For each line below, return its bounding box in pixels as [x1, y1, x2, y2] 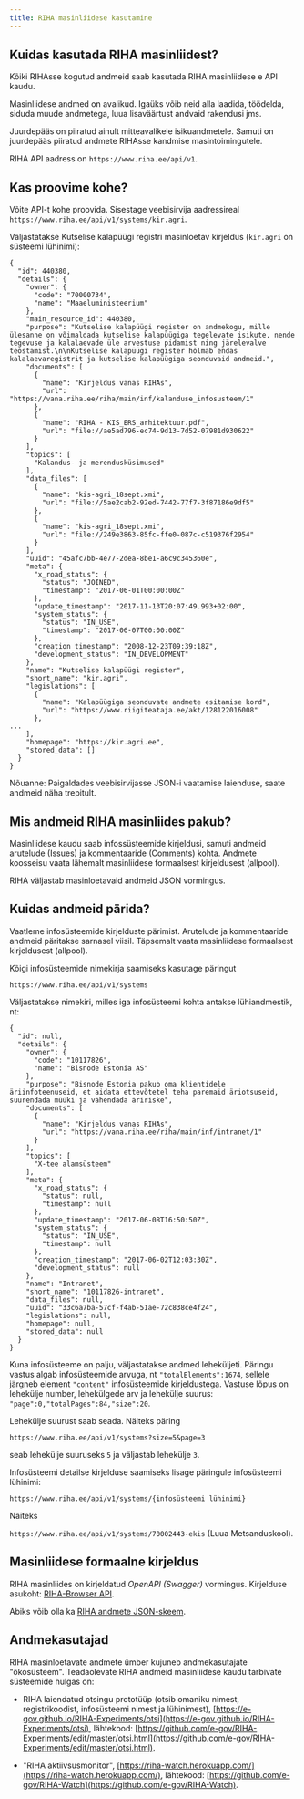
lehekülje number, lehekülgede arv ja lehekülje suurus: [9, 1388, 214, 1399]
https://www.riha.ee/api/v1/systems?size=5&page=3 [9, 1433, 206, 1442]
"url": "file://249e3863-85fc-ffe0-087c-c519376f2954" [42, 530, 255, 539]
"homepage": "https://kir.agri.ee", [25, 738, 166, 747]
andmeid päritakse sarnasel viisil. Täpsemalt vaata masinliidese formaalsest [9, 935, 294, 946]
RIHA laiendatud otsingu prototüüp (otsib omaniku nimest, [22, 1693, 239, 1704]
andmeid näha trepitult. [9, 787, 97, 798]
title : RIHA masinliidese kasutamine [9, 13, 153, 23]
